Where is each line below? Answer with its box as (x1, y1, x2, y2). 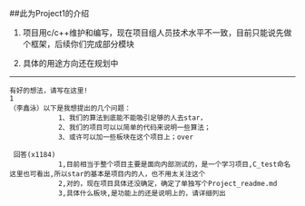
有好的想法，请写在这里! (9, 86, 88, 95)
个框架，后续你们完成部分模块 (22, 39, 134, 49)
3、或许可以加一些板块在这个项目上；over (57, 132, 193, 142)
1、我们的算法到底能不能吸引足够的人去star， (57, 113, 207, 123)
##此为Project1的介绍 (9, 8, 89, 18)
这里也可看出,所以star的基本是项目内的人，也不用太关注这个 (9, 170, 206, 179)
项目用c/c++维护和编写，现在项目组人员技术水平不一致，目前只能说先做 (22, 27, 292, 38)
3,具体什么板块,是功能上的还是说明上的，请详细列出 (57, 189, 226, 198)
